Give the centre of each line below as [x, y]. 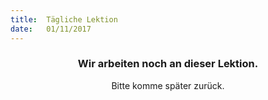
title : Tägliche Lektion [64, 19]
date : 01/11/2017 [51, 29]
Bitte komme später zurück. [168, 85]
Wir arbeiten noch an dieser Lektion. [168, 64]
